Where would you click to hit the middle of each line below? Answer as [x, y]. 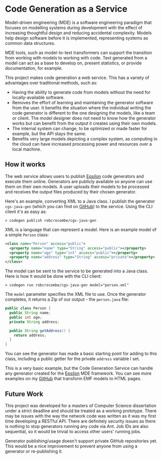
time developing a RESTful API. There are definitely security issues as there [81, 421]
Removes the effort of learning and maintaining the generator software [83, 102]
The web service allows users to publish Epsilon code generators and [74, 176]
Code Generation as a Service [66, 9]
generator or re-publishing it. [34, 451]
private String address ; [34, 322]
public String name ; [30, 313]
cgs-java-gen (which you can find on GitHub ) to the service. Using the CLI [79, 206]
